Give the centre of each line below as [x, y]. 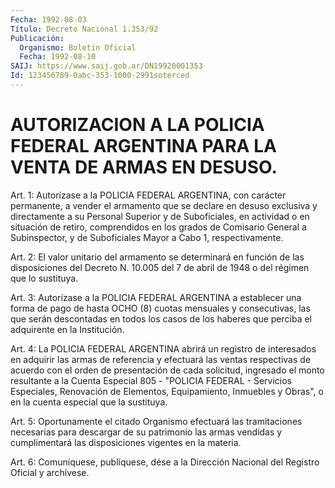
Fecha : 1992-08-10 [58, 57]
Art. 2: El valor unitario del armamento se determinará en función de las [157, 257]
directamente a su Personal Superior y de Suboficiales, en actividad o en [160, 216]
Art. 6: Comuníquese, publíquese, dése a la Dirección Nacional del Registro [165, 462]
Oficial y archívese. [50, 472]
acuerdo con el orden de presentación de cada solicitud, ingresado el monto [167, 370]
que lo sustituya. [44, 278]
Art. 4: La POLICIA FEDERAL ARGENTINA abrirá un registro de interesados [163, 348]
